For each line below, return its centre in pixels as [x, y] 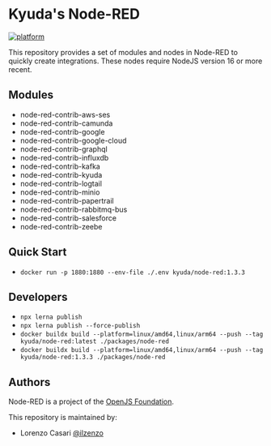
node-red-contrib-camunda [66, 123]
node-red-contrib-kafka [60, 166]
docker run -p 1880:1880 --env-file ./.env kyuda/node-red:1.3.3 [132, 272]
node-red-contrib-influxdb [64, 157]
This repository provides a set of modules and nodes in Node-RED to [123, 52]
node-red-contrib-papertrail [67, 200]
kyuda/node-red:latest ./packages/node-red [95, 341]
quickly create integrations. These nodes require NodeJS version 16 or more [135, 61]
